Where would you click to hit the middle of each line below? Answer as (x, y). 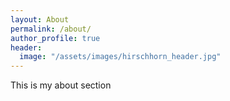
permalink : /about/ (51, 29)
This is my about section (61, 85)
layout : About (40, 19)
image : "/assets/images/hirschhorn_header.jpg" (120, 57)
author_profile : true (55, 38)
